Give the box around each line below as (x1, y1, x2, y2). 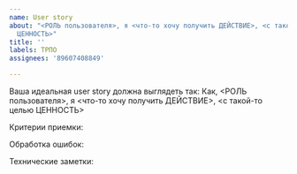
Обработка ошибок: (9, 139, 84, 149)
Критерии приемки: (9, 122, 84, 132)
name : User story (9, 12, 73, 22)
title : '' (9, 37, 46, 47)
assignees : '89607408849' (9, 54, 104, 63)
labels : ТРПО (9, 46, 57, 55)
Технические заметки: (9, 156, 95, 166)
